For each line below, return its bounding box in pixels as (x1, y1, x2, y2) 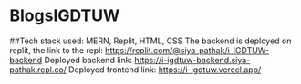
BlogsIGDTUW (9, 5, 120, 26)
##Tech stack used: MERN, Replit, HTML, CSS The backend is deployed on (9, 35, 292, 46)
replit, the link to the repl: (9, 44, 103, 55)
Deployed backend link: (44, 54, 133, 65)
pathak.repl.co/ (9, 64, 67, 75)
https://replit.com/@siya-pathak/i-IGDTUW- (104, 44, 270, 55)
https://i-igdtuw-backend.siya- (134, 54, 251, 65)
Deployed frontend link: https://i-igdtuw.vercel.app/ (67, 64, 262, 75)
